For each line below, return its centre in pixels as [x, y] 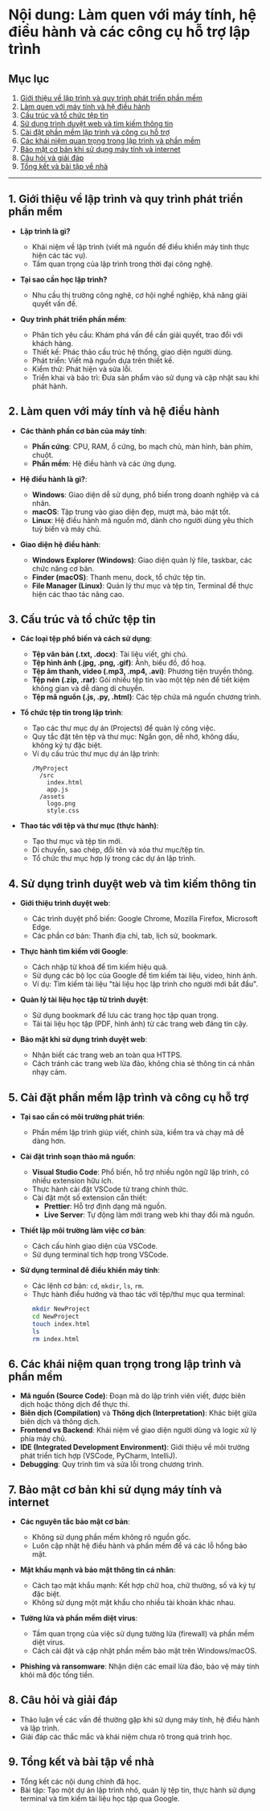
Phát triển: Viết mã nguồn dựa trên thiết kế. [103, 360]
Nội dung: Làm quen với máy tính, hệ [133, 15]
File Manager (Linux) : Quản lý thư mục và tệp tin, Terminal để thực [143, 586]
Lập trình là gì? [45, 231]
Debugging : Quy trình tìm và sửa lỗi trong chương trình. [112, 1464]
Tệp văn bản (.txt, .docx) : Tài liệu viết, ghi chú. [110, 654]
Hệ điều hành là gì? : [53, 479]
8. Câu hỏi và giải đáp [63, 1700]
